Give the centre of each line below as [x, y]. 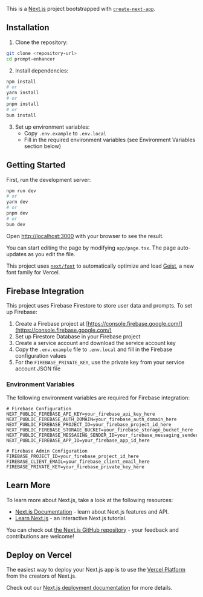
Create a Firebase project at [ [52, 324]
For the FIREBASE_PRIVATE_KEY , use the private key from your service [100, 363]
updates [17, 254]
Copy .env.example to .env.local [65, 133]
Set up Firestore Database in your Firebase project [78, 337]
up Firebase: [22, 312]
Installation [28, 27]
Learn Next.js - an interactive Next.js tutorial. [71, 518]
